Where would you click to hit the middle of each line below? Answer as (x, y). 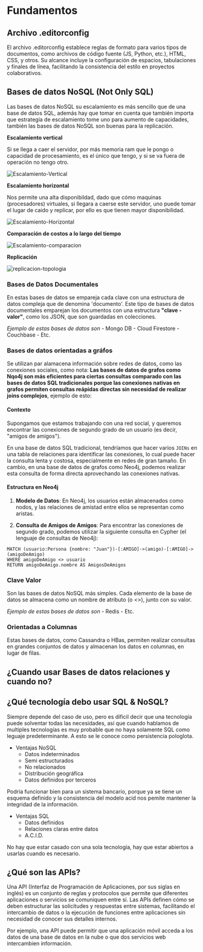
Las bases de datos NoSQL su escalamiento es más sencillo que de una (96, 106)
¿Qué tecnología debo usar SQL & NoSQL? (88, 702)
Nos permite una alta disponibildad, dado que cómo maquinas (84, 197)
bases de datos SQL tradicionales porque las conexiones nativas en (93, 383)
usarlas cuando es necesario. (43, 853)
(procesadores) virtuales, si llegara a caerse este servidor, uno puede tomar (101, 204)
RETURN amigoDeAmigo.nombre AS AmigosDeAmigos (66, 565)
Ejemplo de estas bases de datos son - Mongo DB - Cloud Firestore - (93, 329)
